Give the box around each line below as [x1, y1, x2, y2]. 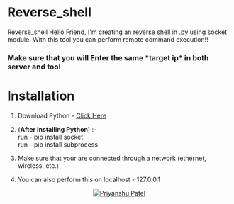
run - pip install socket [17, 132, 84, 141]
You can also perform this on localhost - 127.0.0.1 [17, 175, 161, 183]
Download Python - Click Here [17, 111, 107, 120]
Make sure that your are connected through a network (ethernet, [17, 154, 207, 162]
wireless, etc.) [17, 161, 59, 170]
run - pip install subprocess [17, 140, 98, 149]
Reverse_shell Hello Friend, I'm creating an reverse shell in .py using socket [7, 28, 228, 36]
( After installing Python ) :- [17, 125, 97, 133]
